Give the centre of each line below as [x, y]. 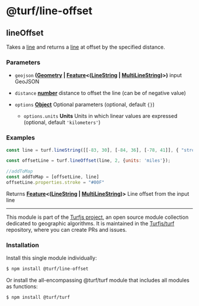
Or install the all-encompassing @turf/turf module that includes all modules [98, 280]
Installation [23, 245]
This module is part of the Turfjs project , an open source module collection [97, 217]
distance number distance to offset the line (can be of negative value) [100, 93]
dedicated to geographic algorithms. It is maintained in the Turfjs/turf [90, 223]
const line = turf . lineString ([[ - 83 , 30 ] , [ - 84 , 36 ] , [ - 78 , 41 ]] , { [92, 150]
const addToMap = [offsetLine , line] [53, 177]
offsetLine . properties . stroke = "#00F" [55, 183]
